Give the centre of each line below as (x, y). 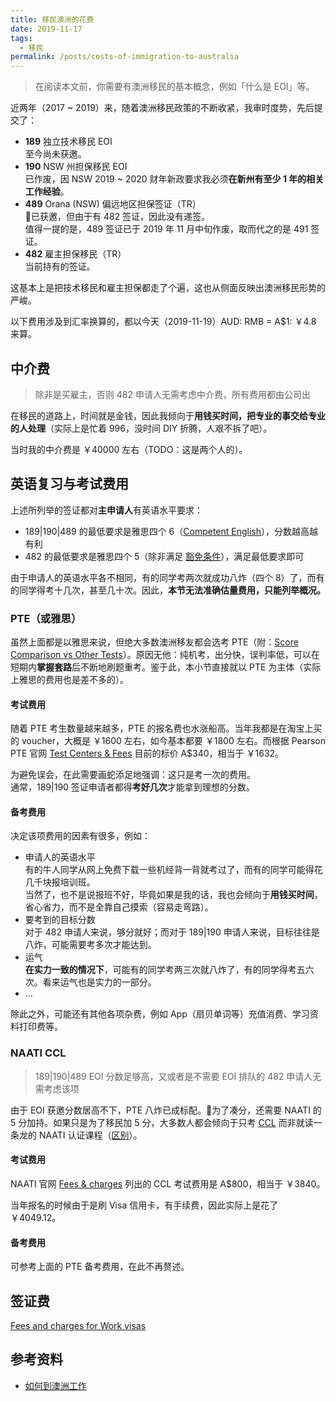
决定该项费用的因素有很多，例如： (80, 836)
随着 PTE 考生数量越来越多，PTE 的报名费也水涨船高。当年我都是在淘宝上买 (166, 728)
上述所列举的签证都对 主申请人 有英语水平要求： (106, 510)
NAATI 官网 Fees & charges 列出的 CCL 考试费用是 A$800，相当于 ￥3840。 (168, 1183)
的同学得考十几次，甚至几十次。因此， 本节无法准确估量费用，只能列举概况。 (168, 590)
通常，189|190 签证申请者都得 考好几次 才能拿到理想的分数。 (132, 787)
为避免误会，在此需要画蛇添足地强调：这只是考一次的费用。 (133, 775)
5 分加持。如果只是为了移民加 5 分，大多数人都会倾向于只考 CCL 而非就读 (162, 1122)
